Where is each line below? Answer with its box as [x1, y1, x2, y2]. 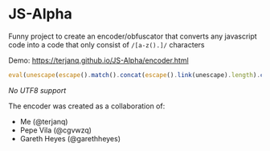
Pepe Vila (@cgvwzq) [19, 125, 92, 135]
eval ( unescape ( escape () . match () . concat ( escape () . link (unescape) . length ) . [8, 71, 261, 79]
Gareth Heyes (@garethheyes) [19, 133, 121, 143]
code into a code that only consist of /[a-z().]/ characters [8, 39, 205, 49]
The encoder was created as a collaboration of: [8, 101, 166, 111]
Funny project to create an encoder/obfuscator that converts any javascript [8, 31, 257, 41]
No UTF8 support [8, 85, 67, 95]
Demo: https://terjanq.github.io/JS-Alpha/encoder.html [8, 55, 189, 65]
